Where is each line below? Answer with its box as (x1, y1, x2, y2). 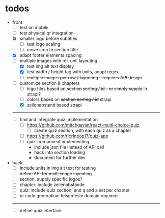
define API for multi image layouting (19, 171, 92, 177)
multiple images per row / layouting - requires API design (27, 74, 142, 80)
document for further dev (34, 155, 86, 160)
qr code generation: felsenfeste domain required (19, 193, 118, 199)
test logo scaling (27, 41, 60, 47)
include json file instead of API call (34, 144, 104, 150)
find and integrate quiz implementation (19, 116, 98, 122)
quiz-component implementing (27, 139, 89, 145)
